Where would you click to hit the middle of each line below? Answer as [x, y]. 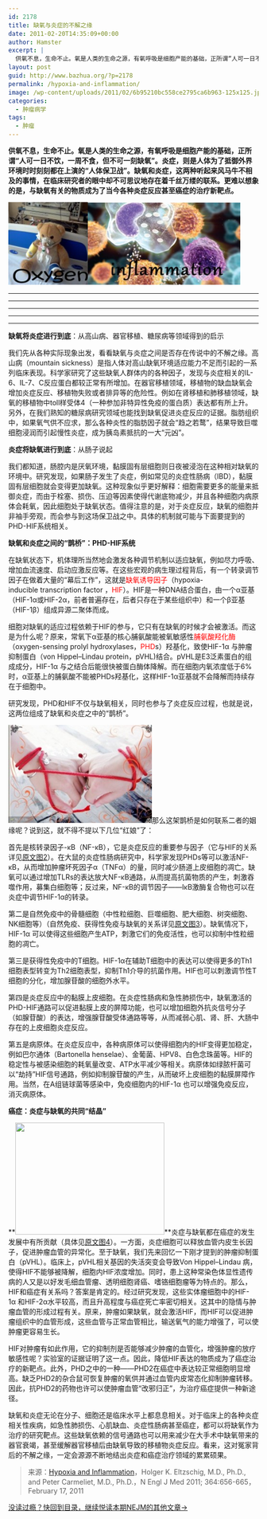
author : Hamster [35, 42]
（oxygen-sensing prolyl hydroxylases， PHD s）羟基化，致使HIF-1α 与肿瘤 [130, 646]
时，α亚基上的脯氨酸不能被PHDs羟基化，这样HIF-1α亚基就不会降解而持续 [128, 676]
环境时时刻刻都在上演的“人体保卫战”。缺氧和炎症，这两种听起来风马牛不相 [130, 170]
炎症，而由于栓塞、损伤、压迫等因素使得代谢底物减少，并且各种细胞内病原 [137, 496]
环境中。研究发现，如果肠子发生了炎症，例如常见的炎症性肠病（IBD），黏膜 [131, 476]
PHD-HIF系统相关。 [41, 526]
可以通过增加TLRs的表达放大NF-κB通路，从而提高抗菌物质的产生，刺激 [131, 877]
